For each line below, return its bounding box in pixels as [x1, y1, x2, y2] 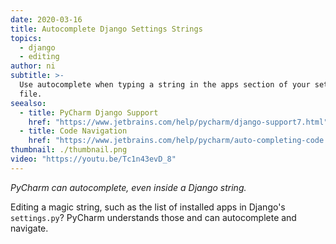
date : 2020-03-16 [10, 14, 83, 25]
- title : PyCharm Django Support [19, 107, 159, 118]
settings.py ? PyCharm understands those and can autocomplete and [10, 211, 297, 223]
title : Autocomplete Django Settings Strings [10, 24, 203, 34]
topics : [10, 33, 43, 43]
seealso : [10, 98, 47, 108]
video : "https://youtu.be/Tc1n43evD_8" [10, 154, 177, 164]
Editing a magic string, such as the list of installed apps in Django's [10, 201, 286, 213]
